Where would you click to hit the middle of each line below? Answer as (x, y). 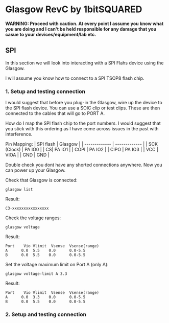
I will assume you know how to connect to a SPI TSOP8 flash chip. (75, 78)
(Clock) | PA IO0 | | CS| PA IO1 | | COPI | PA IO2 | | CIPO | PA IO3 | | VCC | (82, 150)
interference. (19, 134)
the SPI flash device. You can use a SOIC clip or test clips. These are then (83, 108)
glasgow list (19, 190)
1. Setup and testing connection (45, 91)
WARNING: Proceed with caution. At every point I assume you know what (84, 24)
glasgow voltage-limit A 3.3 (36, 274)
